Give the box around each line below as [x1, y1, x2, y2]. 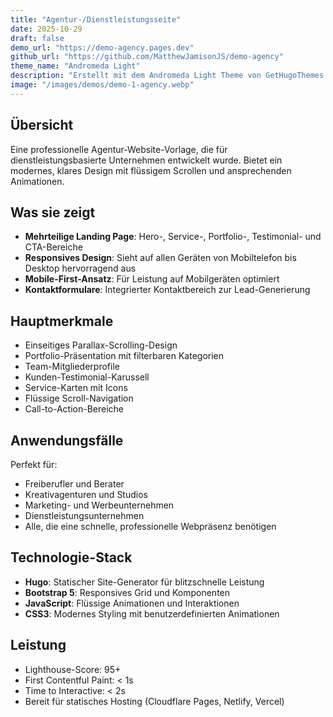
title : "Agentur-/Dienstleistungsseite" [10, 14, 182, 25]
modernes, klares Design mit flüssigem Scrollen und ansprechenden [10, 164, 292, 176]
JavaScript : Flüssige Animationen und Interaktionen [24, 597, 240, 609]
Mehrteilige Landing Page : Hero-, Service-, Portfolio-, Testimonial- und [24, 231, 322, 243]
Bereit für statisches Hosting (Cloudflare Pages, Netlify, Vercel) [24, 695, 285, 707]
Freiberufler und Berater [24, 478, 125, 490]
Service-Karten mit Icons [24, 382, 128, 394]
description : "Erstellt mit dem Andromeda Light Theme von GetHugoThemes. [10, 71, 329, 81]
